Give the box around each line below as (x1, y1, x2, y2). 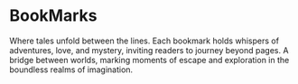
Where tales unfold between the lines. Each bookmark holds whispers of (9, 35, 280, 46)
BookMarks (9, 5, 98, 26)
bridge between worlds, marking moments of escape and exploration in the (9, 54, 290, 65)
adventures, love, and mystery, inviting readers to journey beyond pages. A (9, 44, 289, 55)
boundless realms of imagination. (9, 64, 134, 75)
